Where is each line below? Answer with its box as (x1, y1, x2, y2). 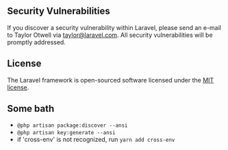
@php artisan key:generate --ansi (16, 130, 116, 136)
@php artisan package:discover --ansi (16, 122, 128, 129)
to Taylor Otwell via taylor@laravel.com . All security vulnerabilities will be (7, 31, 214, 39)
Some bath (7, 103, 55, 115)
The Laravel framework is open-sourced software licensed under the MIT (7, 76, 214, 84)
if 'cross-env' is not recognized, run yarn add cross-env (16, 136, 175, 144)
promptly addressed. (7, 37, 66, 46)
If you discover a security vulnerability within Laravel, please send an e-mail (7, 23, 221, 31)
